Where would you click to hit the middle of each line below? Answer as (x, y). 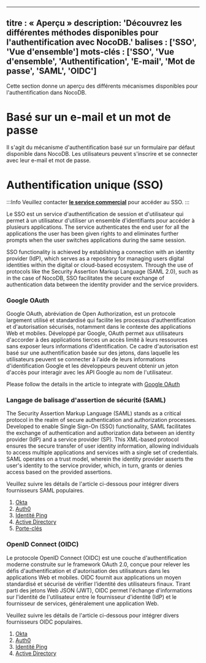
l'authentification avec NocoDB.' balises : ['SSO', (101, 43)
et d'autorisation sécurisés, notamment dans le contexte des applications (99, 326)
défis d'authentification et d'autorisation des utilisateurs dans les (88, 570)
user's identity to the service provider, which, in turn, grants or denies (94, 466)
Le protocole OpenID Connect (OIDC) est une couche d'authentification (97, 558)
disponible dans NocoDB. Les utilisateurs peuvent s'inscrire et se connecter (102, 153)
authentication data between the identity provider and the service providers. (103, 284)
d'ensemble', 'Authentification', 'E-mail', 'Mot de (101, 62)
